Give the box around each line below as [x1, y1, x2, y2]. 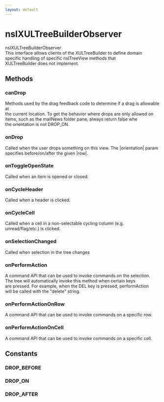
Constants [5, 350, 38, 358]
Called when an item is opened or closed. [5, 173, 89, 180]
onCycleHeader [5, 186, 44, 192]
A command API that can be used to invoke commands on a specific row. [5, 312, 153, 318]
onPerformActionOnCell [5, 324, 64, 331]
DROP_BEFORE [5, 364, 42, 371]
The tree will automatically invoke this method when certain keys [5, 278, 136, 284]
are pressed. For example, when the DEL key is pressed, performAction [5, 283, 149, 289]
